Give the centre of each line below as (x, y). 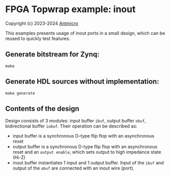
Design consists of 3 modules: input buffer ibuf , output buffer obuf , (76, 121)
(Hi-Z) (19, 157)
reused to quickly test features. (38, 38)
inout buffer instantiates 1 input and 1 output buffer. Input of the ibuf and (88, 163)
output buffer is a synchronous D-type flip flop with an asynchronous (85, 147)
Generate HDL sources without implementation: (82, 82)
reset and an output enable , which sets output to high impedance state (87, 152)
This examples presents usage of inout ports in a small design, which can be (85, 33)
